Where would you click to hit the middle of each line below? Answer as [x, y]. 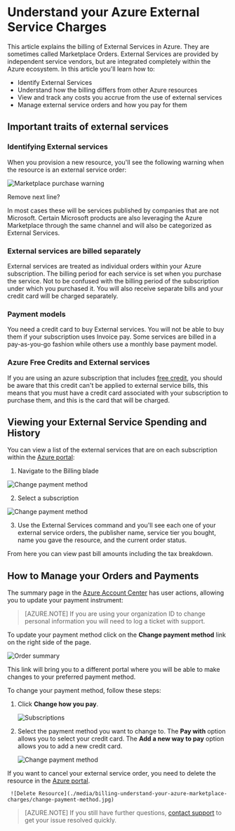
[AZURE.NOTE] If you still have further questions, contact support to [123, 813]
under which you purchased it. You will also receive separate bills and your [115, 288]
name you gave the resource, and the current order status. [102, 540]
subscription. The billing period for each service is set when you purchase [115, 273]
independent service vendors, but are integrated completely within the [109, 61]
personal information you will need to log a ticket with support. [115, 621]
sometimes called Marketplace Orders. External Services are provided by [113, 54]
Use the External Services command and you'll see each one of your [116, 525]
